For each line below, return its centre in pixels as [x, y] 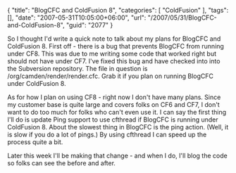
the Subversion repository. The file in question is [77, 69]
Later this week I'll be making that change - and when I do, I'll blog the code [117, 155]
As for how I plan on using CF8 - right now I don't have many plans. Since [114, 97]
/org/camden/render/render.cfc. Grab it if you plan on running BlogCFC [110, 76]
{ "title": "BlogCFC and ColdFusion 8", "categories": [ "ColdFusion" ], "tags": [118, 10]
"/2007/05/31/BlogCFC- [182, 18]
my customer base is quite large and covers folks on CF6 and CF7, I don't [113, 104]
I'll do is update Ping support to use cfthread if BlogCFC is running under [113, 120]
